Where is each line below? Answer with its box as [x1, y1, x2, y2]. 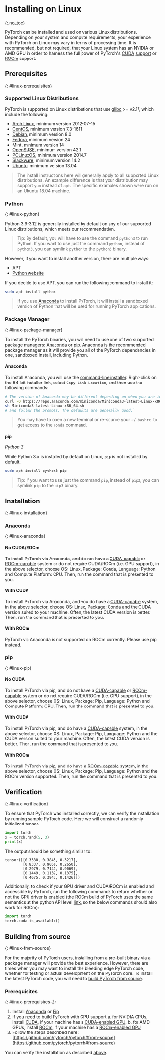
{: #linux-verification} [5, 800, 48, 807]
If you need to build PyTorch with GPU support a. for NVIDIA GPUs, [12, 1014, 148, 1020]
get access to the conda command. [17, 422, 87, 428]
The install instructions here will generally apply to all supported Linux [17, 172, 159, 178]
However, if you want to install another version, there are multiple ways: [5, 256, 150, 262]
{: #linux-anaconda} [5, 533, 46, 539]
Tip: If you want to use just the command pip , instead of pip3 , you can [17, 477, 159, 483]
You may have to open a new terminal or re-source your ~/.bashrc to [17, 417, 158, 423]
